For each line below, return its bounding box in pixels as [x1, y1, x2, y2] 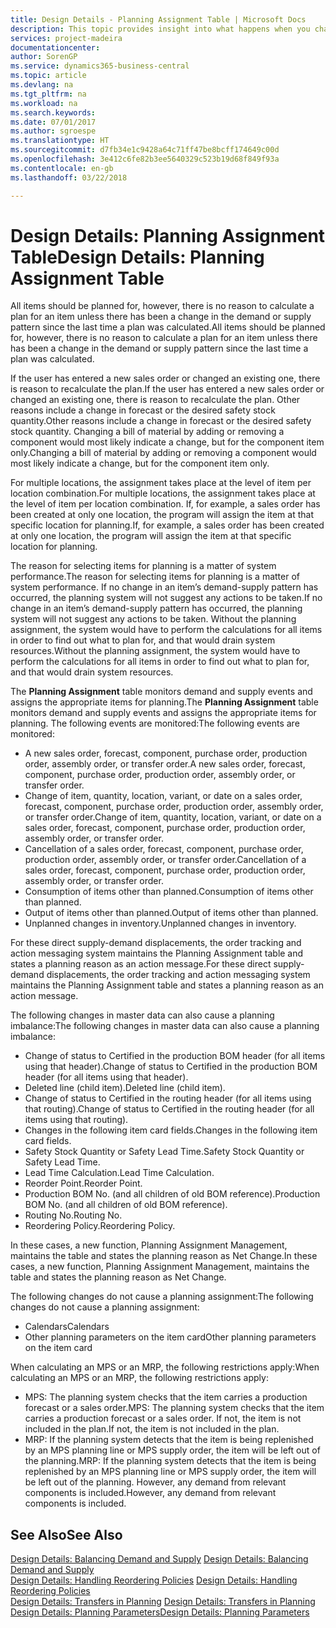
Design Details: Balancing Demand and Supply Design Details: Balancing [10, 1553, 309, 1565]
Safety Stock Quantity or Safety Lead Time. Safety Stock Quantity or [24, 1146, 305, 1158]
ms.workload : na [10, 98, 78, 108]
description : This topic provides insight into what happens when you [10, 24, 311, 34]
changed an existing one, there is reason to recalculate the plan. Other [10, 394, 301, 406]
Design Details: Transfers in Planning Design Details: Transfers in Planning [10, 1596, 316, 1608]
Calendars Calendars [24, 1321, 110, 1333]
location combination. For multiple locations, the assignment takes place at [10, 487, 316, 500]
